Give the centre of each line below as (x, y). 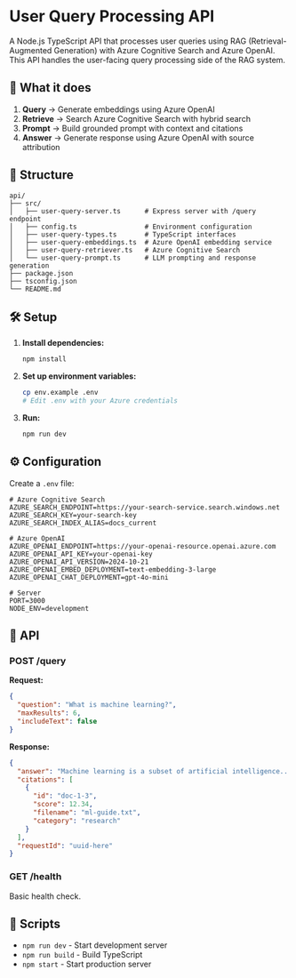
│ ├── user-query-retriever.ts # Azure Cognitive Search (125, 250)
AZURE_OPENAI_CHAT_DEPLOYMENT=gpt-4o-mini (89, 577)
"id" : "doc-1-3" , (65, 796)
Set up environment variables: (79, 376)
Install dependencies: (63, 343)
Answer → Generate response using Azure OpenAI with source (138, 137)
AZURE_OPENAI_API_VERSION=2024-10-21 (79, 562)
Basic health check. (45, 896)
